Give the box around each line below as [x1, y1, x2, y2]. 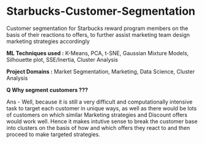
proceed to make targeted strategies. [6, 131, 100, 138]
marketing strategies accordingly [6, 37, 90, 45]
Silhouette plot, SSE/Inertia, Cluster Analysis [6, 56, 119, 63]
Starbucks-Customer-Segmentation [6, 4, 195, 18]
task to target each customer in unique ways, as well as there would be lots [6, 104, 197, 112]
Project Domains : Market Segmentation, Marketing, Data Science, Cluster [6, 67, 195, 75]
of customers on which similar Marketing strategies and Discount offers [6, 111, 187, 118]
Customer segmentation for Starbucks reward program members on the [6, 25, 189, 32]
